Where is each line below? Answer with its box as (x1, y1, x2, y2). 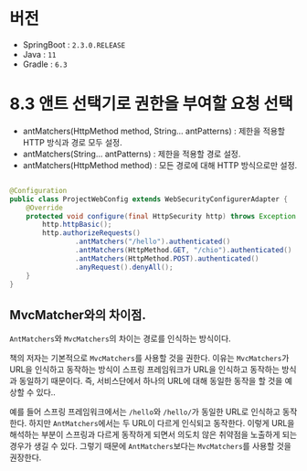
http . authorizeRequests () (42, 229, 142, 238)
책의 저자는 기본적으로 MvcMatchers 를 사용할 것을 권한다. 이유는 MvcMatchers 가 (9, 353, 290, 364)
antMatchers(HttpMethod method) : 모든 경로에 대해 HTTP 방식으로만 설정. (22, 159, 298, 170)
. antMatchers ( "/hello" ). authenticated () (74, 237, 231, 247)
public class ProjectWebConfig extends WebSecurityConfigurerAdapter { (9, 194, 288, 204)
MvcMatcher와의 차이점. (9, 307, 146, 323)
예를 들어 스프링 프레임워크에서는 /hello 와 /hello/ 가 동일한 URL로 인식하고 (9, 406, 281, 417)
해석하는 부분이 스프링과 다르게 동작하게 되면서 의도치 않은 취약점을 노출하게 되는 (9, 429, 298, 440)
